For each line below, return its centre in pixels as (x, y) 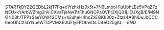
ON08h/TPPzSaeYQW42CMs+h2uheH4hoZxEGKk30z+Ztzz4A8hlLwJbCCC (82, 17)
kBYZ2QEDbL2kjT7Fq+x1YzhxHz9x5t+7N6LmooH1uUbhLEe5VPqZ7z (88, 7)
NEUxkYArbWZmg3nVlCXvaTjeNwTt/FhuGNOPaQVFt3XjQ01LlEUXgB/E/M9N (82, 12)
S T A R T (12, 7)
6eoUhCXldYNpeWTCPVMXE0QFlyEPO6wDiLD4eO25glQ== (66, 22)
